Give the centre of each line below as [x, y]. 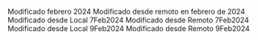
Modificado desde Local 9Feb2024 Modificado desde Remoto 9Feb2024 [129, 28]
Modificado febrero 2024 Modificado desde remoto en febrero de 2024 [126, 12]
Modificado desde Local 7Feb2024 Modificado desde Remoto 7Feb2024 [128, 20]
